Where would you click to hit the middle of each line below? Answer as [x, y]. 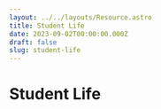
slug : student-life [45, 51]
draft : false [33, 42]
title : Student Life [47, 26]
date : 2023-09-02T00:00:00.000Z [69, 34]
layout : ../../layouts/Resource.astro [80, 17]
